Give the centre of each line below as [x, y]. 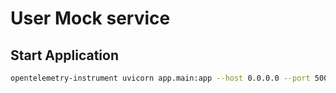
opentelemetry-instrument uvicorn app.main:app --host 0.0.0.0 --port [160, 78]
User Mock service [90, 18]
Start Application [64, 55]
